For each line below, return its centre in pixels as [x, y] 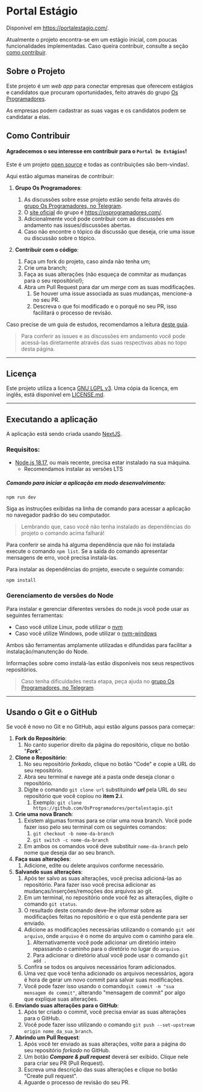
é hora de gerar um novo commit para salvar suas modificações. [104, 980]
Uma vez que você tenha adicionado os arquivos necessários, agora [109, 974]
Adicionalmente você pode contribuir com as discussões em [99, 219]
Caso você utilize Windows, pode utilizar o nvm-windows [86, 633]
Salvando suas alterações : [49, 872]
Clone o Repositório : [41, 758]
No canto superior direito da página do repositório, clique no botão [106, 745]
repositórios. [22, 669]
